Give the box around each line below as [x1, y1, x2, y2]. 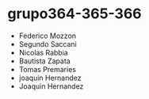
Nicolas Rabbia [18, 48, 68, 57]
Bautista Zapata [18, 56, 71, 66]
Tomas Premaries [18, 64, 77, 74]
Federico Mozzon [18, 31, 77, 40]
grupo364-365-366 [7, 5, 142, 23]
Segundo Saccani [18, 39, 77, 48]
